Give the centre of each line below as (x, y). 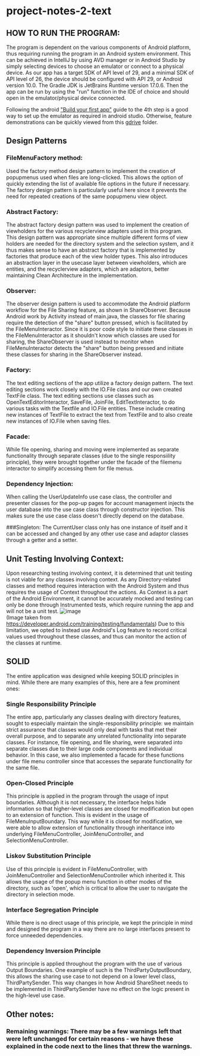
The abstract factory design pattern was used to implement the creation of (98, 224)
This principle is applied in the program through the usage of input (87, 796)
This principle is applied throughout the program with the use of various (94, 964)
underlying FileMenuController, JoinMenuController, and (75, 834)
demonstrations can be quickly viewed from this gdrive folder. (82, 122)
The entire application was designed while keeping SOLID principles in (93, 676)
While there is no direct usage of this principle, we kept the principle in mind (99, 922)
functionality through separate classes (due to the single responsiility (91, 456)
